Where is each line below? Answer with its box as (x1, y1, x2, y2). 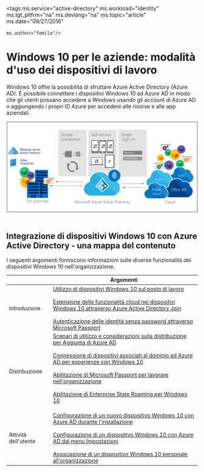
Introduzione (8, 304, 41, 312)
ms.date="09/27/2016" (6, 18, 64, 25)
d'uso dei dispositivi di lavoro (6, 63, 158, 77)
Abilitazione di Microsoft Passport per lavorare (52, 371, 169, 378)
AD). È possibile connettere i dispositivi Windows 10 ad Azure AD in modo (6, 89, 191, 97)
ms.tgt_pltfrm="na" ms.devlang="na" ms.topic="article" (6, 12, 146, 18)
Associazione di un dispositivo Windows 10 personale (52, 451, 188, 458)
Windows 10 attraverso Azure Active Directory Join (52, 304, 182, 312)
